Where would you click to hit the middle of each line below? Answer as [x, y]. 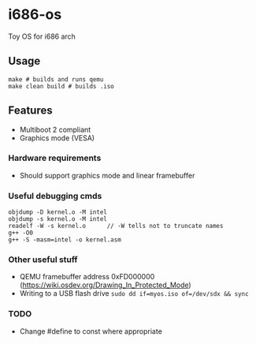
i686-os [35, 15]
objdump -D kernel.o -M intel [58, 212]
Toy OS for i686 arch [42, 36]
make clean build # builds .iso [61, 86]
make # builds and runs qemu [56, 79]
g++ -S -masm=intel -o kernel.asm [65, 240]
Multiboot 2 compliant [55, 129]
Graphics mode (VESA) [57, 138]
